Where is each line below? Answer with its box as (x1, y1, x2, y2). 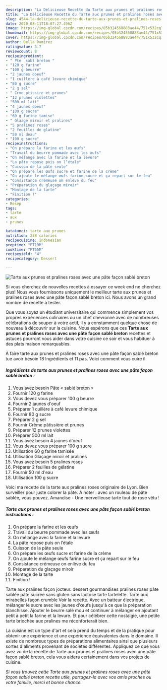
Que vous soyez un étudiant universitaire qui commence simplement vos (5, 309, 154, 315)
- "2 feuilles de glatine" (5, 127, 61, 132)
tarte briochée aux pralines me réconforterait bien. (5, 618, 109, 623)
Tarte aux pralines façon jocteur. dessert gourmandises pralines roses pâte (5, 586, 159, 592)
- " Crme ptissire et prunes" (5, 90, 68, 95)
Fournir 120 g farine (12, 390, 54, 396)
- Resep (5, 201, 22, 206)
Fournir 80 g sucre (12, 411, 51, 417)
